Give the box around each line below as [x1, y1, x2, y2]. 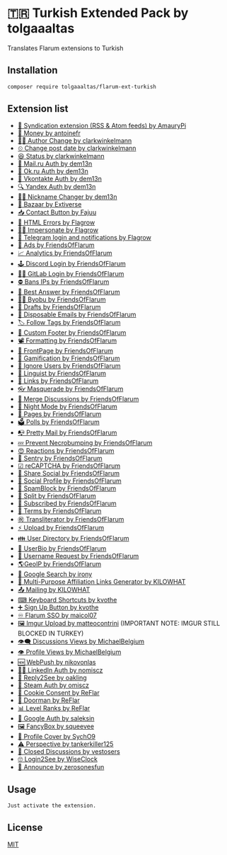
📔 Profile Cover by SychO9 [17, 733, 96, 741]
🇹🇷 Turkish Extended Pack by [7, 5, 189, 21]
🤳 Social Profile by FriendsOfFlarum [17, 476, 122, 486]
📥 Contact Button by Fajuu [17, 208, 97, 217]
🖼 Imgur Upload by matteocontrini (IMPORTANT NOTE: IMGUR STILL [17, 619, 221, 628]
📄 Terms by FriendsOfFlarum [17, 507, 102, 515]
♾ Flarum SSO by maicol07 [17, 611, 98, 620]
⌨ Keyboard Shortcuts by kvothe [17, 596, 117, 604]
